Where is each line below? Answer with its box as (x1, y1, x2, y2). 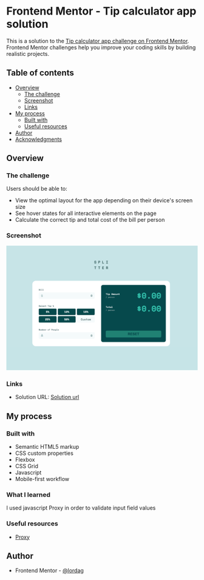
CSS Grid (15, 463, 38, 469)
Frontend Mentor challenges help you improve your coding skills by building (6, 44, 196, 51)
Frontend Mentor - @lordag (15, 567, 84, 575)
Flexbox (15, 456, 35, 463)
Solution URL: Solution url (15, 394, 80, 401)
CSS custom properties (15, 449, 74, 457)
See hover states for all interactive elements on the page (15, 210, 157, 217)
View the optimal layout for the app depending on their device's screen (15, 197, 193, 204)
